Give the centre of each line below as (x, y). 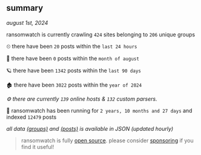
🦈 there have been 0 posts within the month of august (73, 58)
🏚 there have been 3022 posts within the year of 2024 (74, 85)
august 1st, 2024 (27, 22)
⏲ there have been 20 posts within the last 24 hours (72, 46)
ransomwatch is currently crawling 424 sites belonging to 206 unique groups (101, 35)
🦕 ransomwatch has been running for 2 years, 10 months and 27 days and (99, 110)
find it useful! (38, 147)
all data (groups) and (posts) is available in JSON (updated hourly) (90, 128)
